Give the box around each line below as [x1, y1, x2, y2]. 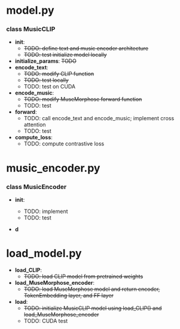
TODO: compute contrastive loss [23, 140, 105, 147]
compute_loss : [14, 134, 53, 141]
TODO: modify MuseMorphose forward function [23, 96, 142, 103]
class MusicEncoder [6, 182, 67, 191]
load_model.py [6, 246, 82, 260]
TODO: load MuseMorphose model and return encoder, [23, 285, 160, 293]
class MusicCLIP [6, 25, 56, 33]
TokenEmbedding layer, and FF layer [23, 291, 114, 299]
